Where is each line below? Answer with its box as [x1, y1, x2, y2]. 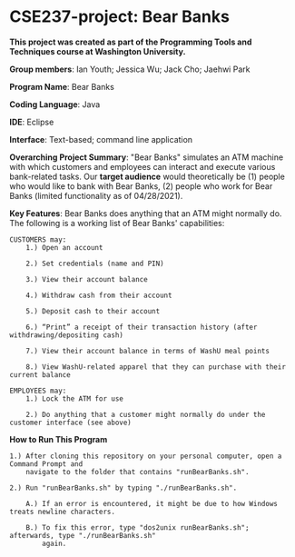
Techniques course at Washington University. [9, 45, 186, 56]
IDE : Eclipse [9, 116, 54, 127]
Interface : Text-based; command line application [9, 134, 193, 144]
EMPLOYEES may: [9, 386, 67, 395]
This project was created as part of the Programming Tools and [9, 36, 252, 47]
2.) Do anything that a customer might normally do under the [25, 410, 266, 419]
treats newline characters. [9, 507, 116, 516]
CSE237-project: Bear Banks [9, 6, 230, 27]
